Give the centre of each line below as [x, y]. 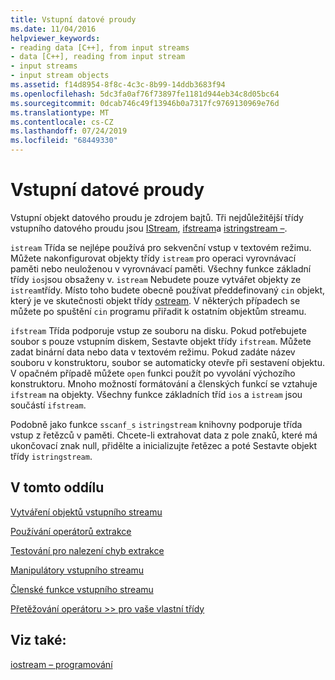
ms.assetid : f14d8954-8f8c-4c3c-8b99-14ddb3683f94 [118, 85]
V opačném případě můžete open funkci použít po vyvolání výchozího [153, 373]
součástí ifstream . [48, 405]
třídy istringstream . [51, 456]
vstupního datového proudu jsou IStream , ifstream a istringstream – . [149, 228]
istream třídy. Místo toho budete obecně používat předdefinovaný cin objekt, [168, 290]
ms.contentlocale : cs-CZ [62, 122]
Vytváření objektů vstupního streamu [86, 512]
